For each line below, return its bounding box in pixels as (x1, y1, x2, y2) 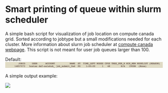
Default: (5, 56, 21, 62)
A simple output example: (5, 72, 58, 78)
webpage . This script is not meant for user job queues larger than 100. (5, 46, 150, 52)
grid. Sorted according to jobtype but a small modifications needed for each (5, 36, 161, 42)
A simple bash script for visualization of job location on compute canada (5, 30, 154, 36)
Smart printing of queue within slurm (5, 3, 161, 15)
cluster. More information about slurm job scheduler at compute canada (5, 41, 153, 47)
